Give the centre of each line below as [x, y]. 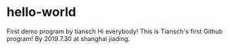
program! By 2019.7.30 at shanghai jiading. [68, 38]
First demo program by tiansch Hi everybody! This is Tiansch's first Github [115, 31]
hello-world [42, 12]
